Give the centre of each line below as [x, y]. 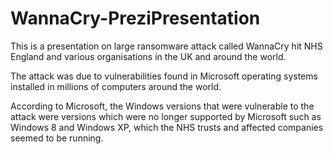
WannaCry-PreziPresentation [135, 18]
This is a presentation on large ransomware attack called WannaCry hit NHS [166, 46]
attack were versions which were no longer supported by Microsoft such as [166, 116]
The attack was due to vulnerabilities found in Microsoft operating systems [164, 76]
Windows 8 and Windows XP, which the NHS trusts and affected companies [167, 127]
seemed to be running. [57, 138]
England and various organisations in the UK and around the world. [148, 56]
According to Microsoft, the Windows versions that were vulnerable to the [162, 106]
